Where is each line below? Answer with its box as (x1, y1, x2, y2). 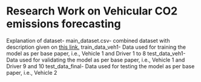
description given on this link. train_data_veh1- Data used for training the (6, 43, 186, 51)
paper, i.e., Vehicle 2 (6, 69, 58, 76)
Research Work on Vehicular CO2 (6, 4, 178, 18)
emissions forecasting (6, 17, 121, 31)
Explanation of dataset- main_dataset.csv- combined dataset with (6, 37, 170, 44)
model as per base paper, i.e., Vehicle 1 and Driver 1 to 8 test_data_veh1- (6, 49, 186, 57)
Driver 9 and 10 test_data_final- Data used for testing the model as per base (6, 62, 195, 70)
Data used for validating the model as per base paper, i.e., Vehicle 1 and (6, 56, 185, 63)
